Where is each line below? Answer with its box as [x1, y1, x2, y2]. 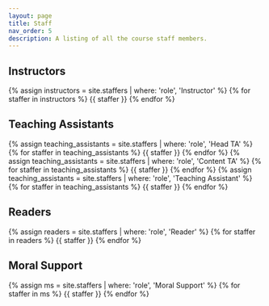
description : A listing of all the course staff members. [8, 34, 208, 43]
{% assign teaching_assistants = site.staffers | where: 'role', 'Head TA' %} [8, 139, 253, 149]
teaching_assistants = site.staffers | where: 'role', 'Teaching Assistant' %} [8, 173, 253, 182]
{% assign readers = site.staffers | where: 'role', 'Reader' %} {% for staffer [8, 227, 256, 237]
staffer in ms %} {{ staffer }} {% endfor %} [8, 288, 149, 299]
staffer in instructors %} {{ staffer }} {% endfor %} [8, 94, 175, 104]
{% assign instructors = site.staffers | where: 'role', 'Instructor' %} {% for [8, 86, 251, 95]
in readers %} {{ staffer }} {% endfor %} [8, 235, 141, 245]
